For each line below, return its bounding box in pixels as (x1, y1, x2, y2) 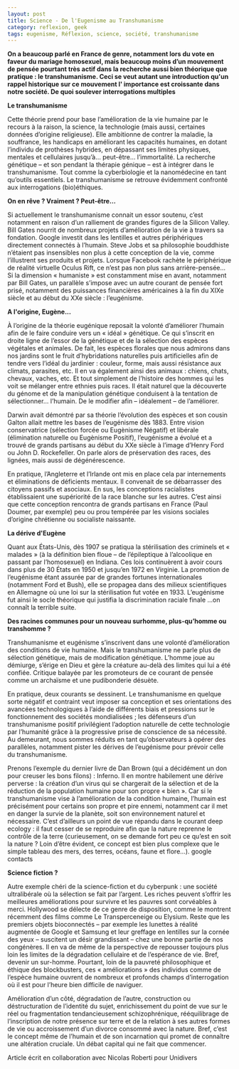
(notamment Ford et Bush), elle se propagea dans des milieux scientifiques (7, 580, 227, 589)
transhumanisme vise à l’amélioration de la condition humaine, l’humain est (7, 794, 227, 803)
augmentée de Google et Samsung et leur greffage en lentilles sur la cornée (7, 927, 230, 936)
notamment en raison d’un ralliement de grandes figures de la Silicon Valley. (7, 218, 230, 227)
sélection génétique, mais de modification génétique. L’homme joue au (7, 654, 215, 662)
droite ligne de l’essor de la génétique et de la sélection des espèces (7, 336, 208, 345)
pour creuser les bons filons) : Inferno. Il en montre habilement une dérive (7, 772, 224, 780)
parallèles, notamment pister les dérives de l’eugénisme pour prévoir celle (7, 743, 224, 751)
